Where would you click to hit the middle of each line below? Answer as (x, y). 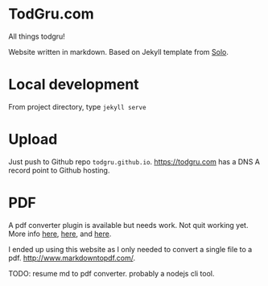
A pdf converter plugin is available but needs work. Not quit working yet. (128, 225)
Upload (33, 140)
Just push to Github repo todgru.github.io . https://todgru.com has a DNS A (134, 161)
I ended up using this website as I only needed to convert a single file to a (130, 249)
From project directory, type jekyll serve (77, 106)
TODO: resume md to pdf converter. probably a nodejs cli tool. (111, 273)
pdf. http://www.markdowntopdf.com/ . (72, 258)
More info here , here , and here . (60, 234)
